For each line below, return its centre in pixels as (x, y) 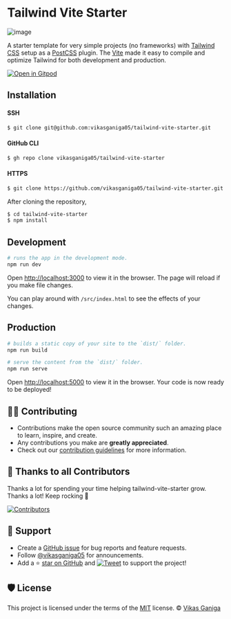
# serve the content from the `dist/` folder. (75, 362)
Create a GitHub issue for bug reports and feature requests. (102, 548)
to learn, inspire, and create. (57, 435)
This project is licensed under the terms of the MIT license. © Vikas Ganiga (114, 608)
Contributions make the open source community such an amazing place (119, 428)
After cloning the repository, (47, 201)
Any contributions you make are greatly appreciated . (93, 442)
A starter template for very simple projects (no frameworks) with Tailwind (111, 45)
